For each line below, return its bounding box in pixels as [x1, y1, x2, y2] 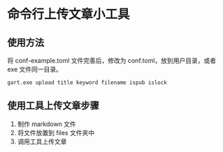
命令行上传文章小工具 [7, 6, 131, 22]
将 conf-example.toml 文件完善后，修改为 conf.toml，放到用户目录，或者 [7, 57, 217, 64]
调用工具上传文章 [17, 137, 67, 146]
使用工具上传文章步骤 [7, 99, 99, 112]
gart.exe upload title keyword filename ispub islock [7, 79, 168, 86]
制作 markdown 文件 [17, 120, 77, 128]
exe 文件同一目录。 [7, 65, 63, 74]
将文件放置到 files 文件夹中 [17, 128, 95, 137]
